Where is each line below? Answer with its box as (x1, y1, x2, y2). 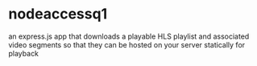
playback (8, 48, 39, 58)
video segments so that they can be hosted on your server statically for (8, 39, 246, 49)
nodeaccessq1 (8, 5, 108, 23)
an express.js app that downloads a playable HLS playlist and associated (8, 31, 250, 41)
